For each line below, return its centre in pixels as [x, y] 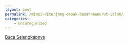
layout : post [18, 10]
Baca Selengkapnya [25, 37]
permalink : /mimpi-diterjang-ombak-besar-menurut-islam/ [64, 14]
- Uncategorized [31, 23]
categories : [17, 19]
